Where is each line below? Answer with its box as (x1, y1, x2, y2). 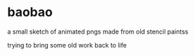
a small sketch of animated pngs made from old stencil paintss (7, 27, 189, 36)
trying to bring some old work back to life (7, 41, 127, 49)
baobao (7, 4, 53, 20)
